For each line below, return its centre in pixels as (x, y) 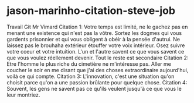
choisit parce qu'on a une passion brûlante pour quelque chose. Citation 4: (97, 82)
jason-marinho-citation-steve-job (91, 11)
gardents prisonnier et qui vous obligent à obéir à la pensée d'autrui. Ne (93, 39)
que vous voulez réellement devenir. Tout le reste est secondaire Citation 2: (98, 58)
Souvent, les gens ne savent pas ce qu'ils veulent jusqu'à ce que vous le (94, 88)
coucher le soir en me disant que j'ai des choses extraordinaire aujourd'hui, (98, 70)
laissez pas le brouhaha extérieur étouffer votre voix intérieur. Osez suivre (96, 45)
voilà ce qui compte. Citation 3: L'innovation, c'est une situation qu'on (91, 76)
